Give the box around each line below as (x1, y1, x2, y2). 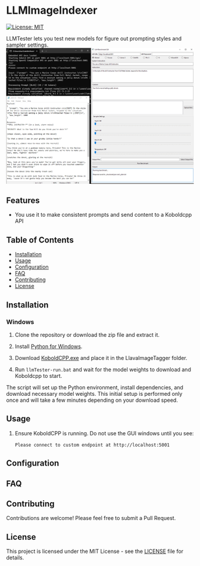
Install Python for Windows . (14, 343, 83, 350)
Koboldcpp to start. (14, 372, 62, 379)
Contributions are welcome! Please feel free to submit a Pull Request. (6, 515, 176, 522)
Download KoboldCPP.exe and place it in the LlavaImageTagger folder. (14, 354, 187, 361)
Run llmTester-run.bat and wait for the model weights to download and (14, 365, 192, 373)
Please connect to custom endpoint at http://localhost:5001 (14, 442, 170, 448)
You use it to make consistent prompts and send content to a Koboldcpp (14, 211, 192, 219)
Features (6, 195, 40, 206)
